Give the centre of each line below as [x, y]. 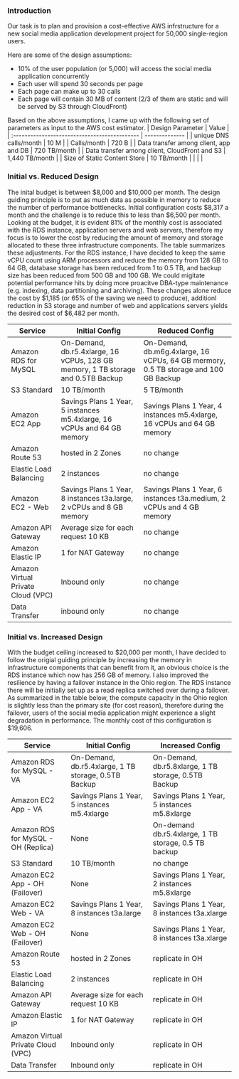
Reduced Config [186, 331]
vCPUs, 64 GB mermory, [185, 360]
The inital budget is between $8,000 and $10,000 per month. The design [114, 192]
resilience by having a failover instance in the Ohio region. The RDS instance [119, 682]
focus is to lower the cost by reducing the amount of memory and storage [116, 238]
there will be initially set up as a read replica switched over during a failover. [118, 690]
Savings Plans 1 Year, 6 [183, 489]
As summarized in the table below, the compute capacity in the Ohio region [117, 697]
